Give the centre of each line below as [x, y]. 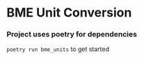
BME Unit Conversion [69, 13]
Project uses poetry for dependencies [72, 34]
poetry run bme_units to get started [58, 49]
